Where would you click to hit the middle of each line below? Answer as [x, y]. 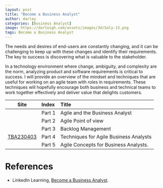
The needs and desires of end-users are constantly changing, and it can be [82, 46]
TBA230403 [22, 137]
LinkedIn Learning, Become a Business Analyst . [60, 180]
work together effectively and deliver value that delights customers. [74, 92]
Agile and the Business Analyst [96, 113]
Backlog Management [86, 129]
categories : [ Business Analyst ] [38, 23]
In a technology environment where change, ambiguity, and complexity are [81, 66]
